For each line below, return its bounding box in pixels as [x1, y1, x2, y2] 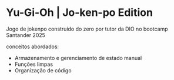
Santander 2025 [6, 31, 46, 38]
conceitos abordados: [6, 43, 59, 50]
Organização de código [14, 66, 72, 74]
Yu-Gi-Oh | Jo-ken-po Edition [6, 6, 153, 19]
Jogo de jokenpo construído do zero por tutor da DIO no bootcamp [6, 25, 169, 32]
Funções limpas [14, 61, 53, 68]
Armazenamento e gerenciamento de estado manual [14, 54, 142, 61]
